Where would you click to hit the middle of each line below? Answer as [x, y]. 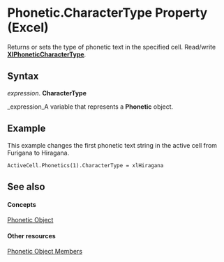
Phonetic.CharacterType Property [107, 13]
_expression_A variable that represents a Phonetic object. [90, 107]
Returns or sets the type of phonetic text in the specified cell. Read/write [112, 47]
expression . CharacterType [47, 93]
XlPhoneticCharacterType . [47, 54]
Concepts [22, 204]
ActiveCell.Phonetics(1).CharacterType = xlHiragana [85, 165]
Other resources [31, 236]
